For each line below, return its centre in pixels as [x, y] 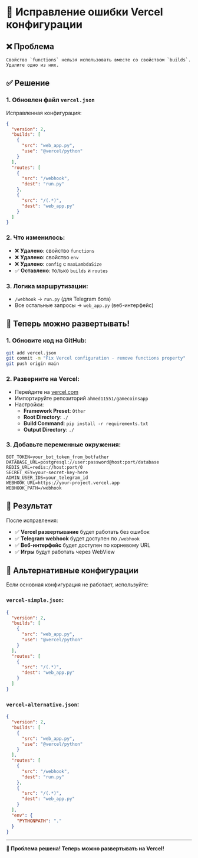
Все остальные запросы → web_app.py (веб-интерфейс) [84, 305]
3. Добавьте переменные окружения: [64, 445]
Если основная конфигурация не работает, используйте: [77, 585]
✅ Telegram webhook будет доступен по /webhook [77, 538]
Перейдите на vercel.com [46, 392]
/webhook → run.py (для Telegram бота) [63, 299]
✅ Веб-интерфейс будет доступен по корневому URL [82, 545]
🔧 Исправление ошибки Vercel [85, 12]
